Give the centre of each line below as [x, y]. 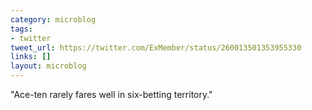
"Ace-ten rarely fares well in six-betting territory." [111, 94]
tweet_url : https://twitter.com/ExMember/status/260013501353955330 [156, 47]
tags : [21, 29]
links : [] [31, 57]
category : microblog [53, 19]
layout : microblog [48, 66]
